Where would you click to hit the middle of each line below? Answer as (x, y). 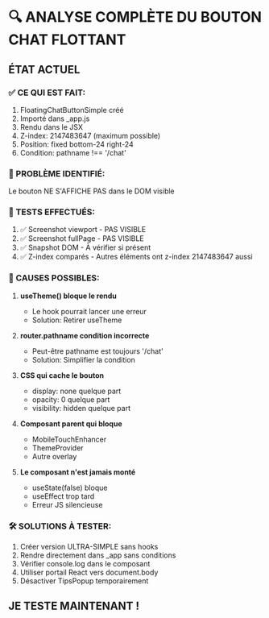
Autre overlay (54, 456)
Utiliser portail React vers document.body (89, 572)
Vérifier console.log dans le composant (85, 564)
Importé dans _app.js (55, 118)
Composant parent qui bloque (71, 423)
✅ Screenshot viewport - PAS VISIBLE (83, 230)
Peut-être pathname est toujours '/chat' (97, 351)
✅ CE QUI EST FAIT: (47, 93)
